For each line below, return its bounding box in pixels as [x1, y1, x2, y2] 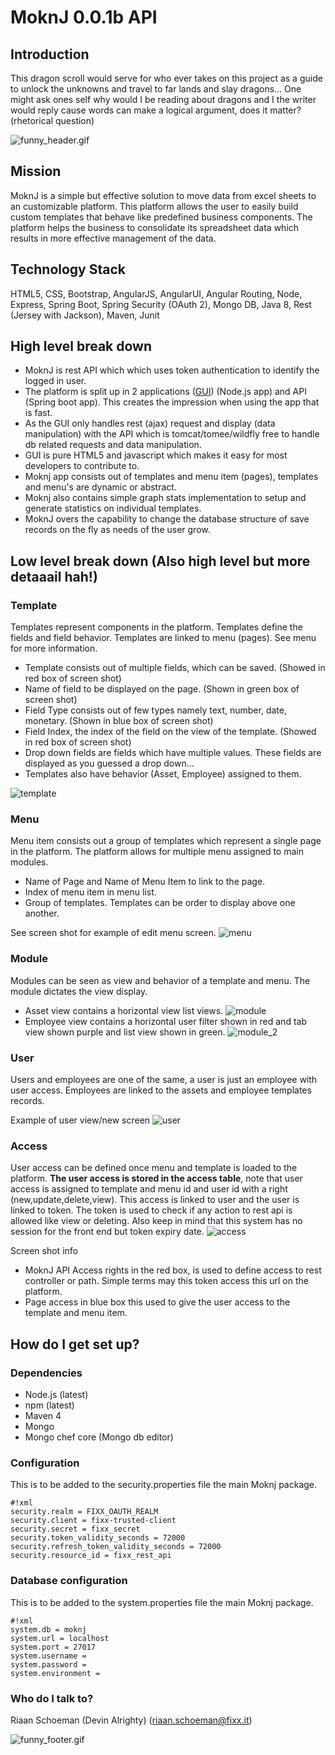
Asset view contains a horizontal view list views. [24, 1004, 224, 1016]
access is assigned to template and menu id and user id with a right [10, 1183, 288, 1195]
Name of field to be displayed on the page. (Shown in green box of [24, 683, 300, 695]
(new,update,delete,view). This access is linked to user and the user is [10, 1194, 300, 1206]
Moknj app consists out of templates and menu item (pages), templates [24, 471, 319, 483]
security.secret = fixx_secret [10, 1524, 141, 1535]
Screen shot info [10, 1245, 78, 1257]
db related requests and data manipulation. [24, 439, 202, 451]
